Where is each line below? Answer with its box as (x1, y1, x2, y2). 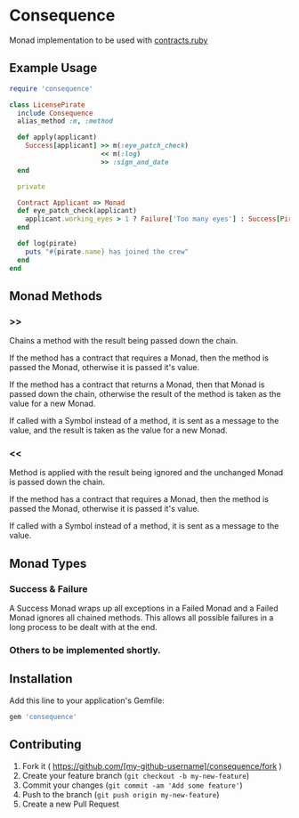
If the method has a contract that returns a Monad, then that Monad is (9, 379, 265, 390)
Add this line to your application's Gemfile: (9, 695, 165, 706)
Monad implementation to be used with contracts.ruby (9, 35, 208, 45)
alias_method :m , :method (17, 117, 114, 126)
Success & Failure (9, 582, 88, 595)
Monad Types (9, 555, 87, 571)
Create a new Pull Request (21, 798, 120, 809)
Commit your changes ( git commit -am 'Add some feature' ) (21, 780, 243, 790)
